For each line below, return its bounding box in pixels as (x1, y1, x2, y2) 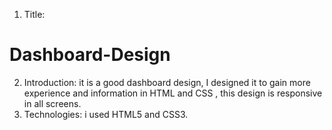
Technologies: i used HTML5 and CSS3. (23, 108, 189, 120)
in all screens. (23, 97, 82, 109)
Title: (23, 9, 46, 20)
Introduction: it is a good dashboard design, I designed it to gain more (23, 76, 311, 88)
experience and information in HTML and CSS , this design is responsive (23, 87, 323, 99)
